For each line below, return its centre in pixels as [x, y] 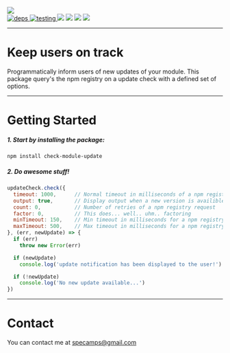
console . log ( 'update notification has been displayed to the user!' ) [121, 264]
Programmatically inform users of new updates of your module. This [103, 71]
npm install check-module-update [55, 157]
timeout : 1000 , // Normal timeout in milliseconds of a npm [108, 194]
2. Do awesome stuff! [38, 171]
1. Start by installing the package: [56, 139]
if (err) [26, 239]
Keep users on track [65, 53]
